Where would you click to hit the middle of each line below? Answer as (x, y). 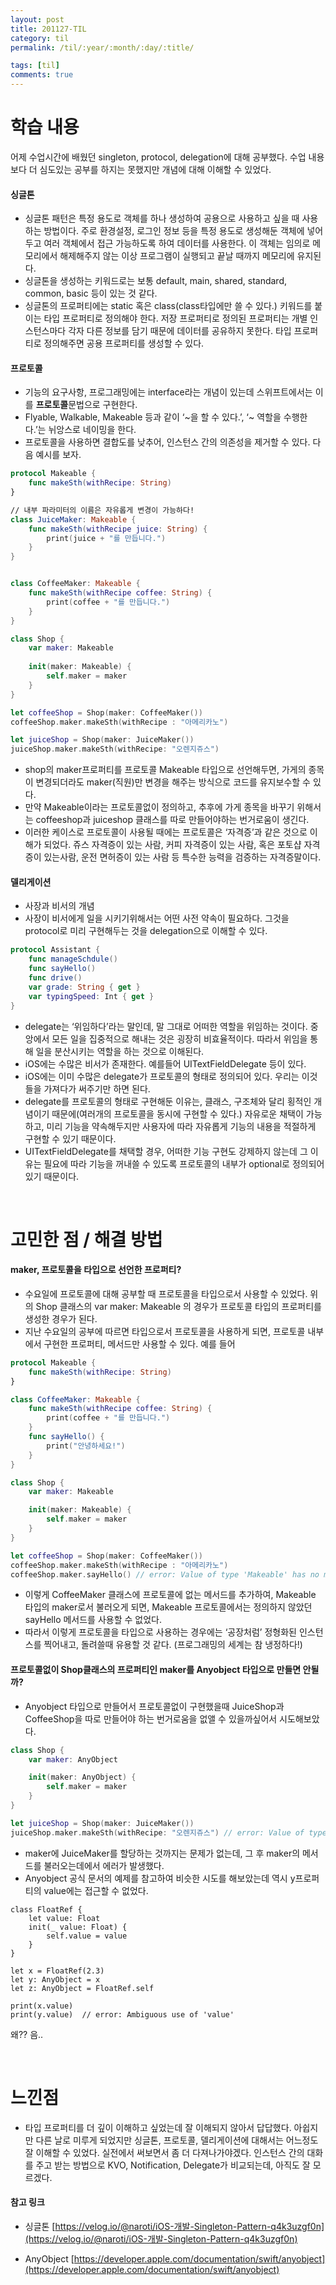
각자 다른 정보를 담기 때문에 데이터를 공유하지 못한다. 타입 (180, 331)
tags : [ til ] (35, 66)
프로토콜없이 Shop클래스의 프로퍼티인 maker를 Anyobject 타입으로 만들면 (156, 1670)
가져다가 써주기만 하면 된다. (97, 1088)
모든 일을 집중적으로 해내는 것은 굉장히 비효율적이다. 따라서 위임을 (179, 1038)
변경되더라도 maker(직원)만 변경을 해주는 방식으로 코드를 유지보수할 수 (173, 782)
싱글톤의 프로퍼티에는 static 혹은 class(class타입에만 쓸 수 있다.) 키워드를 (168, 306)
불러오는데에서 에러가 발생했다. (104, 1865)
